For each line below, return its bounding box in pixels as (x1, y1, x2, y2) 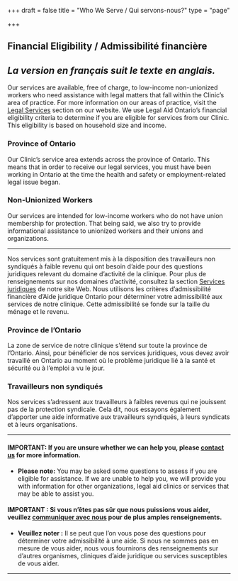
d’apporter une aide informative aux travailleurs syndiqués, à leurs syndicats (7, 413, 230, 421)
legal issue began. (7, 178, 61, 186)
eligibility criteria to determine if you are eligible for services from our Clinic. (7, 114, 229, 122)
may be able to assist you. (17, 489, 94, 498)
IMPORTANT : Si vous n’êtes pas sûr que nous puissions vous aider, (7, 506, 210, 514)
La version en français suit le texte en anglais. (7, 64, 216, 77)
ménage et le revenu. (7, 307, 69, 315)
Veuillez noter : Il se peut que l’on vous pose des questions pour (17, 528, 207, 537)
